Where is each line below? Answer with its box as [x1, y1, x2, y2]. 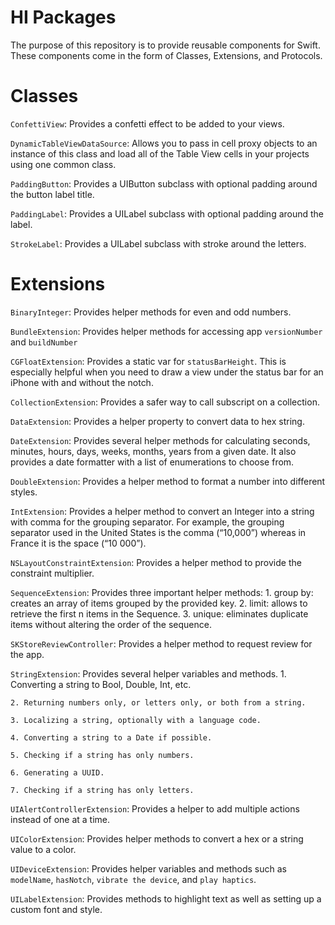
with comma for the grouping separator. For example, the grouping [10, 516, 285, 528]
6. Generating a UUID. [10, 767, 105, 778]
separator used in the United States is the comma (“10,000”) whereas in [10, 526, 307, 538]
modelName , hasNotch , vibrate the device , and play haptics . [10, 873, 257, 885]
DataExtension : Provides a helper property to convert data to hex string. [10, 415, 305, 427]
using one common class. [10, 158, 117, 170]
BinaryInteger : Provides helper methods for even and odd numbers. [10, 306, 292, 318]
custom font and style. [10, 903, 103, 915]
